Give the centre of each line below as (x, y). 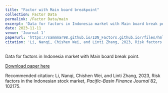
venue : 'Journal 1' (25, 33)
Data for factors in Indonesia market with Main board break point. (72, 56)
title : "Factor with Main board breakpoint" (52, 10)
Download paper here (27, 66)
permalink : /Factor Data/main (37, 19)
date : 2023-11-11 (23, 28)
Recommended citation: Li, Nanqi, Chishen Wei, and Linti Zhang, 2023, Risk (83, 76)
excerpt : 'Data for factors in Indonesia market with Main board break (81, 24)
